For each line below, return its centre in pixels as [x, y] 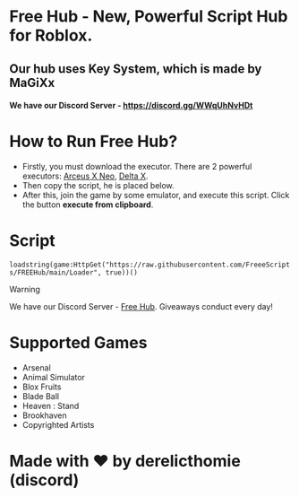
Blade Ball [41, 396]
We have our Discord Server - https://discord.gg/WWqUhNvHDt [131, 106]
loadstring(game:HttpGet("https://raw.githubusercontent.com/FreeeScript [150, 265]
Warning [25, 290]
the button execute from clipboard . [88, 205]
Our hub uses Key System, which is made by [136, 69]
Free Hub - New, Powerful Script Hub [149, 17]
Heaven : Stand [51, 405]
